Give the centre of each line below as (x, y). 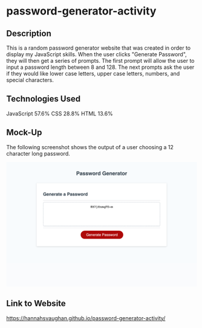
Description (29, 34)
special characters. (30, 80)
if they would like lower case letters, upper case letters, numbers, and (93, 73)
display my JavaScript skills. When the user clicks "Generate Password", (97, 54)
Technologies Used (43, 99)
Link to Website (36, 304)
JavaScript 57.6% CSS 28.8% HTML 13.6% (60, 114)
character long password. (38, 153)
